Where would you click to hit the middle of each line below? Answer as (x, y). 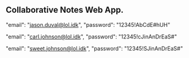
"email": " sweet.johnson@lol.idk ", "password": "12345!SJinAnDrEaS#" (94, 48)
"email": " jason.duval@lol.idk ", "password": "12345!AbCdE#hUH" (88, 24)
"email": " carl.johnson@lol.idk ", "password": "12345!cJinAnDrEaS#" (91, 37)
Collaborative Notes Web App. (65, 10)
